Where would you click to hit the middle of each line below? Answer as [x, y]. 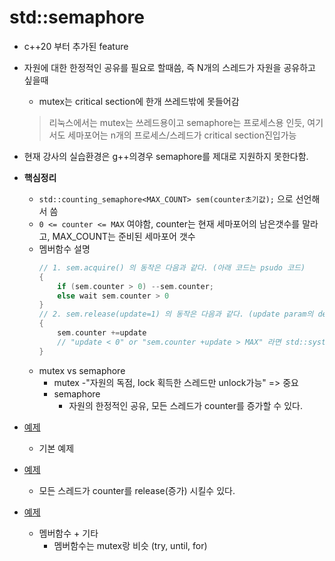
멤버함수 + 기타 [68, 533]
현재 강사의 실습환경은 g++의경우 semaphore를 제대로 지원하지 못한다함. [166, 156]
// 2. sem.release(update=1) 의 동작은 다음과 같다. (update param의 [176, 314]
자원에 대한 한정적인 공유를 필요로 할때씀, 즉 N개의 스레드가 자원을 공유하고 [169, 67]
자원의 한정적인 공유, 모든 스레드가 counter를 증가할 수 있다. [185, 405]
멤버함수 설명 [64, 248]
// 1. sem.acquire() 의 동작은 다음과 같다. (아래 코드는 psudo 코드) [172, 267]
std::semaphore [77, 17]
